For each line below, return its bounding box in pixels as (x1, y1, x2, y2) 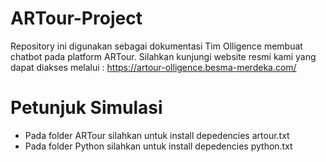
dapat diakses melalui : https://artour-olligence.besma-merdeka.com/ (10, 61, 297, 73)
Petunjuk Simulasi (10, 97, 163, 119)
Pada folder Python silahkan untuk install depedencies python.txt (24, 140, 293, 152)
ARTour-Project (10, 7, 143, 30)
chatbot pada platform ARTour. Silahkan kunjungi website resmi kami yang (10, 50, 317, 62)
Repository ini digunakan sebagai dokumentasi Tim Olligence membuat (10, 40, 303, 52)
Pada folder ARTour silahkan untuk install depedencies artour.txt (24, 129, 290, 141)
